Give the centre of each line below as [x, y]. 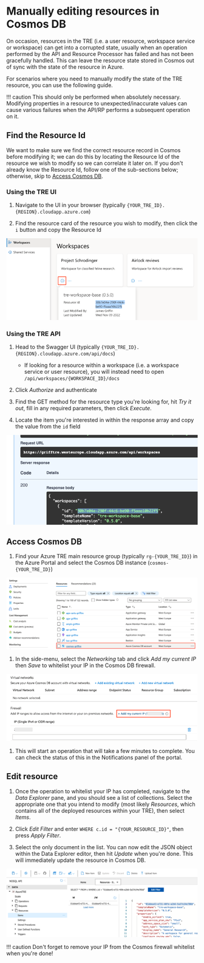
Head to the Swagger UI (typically [57, 347]
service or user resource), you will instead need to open [94, 372]
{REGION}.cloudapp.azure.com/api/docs [64, 354]
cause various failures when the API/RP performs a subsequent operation [98, 110]
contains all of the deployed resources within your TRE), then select [100, 810]
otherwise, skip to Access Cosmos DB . [55, 176]
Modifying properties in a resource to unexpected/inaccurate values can [97, 103]
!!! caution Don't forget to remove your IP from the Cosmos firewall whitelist [100, 947]
